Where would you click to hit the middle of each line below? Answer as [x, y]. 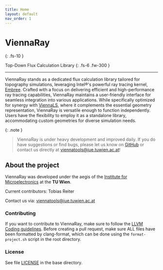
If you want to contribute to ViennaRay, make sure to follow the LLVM [74, 224]
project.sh [16, 240]
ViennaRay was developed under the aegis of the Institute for [66, 177]
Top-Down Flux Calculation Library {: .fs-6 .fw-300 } [57, 66]
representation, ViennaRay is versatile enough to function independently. [78, 110]
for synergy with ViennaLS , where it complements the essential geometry [78, 105]
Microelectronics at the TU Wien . [38, 182]
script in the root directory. [55, 239]
